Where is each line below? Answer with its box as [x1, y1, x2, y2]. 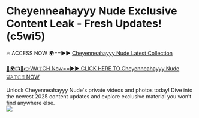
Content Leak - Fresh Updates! [6, 17, 162, 30]
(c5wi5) [6, 30, 46, 43]
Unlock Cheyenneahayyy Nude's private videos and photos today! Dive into [6, 86, 193, 94]
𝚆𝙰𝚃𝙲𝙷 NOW [6, 73, 40, 80]
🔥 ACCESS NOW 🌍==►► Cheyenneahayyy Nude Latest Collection [6, 49, 173, 57]
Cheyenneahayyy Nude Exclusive [6, 4, 177, 18]
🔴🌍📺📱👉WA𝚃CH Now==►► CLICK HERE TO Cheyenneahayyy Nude [6, 64, 180, 72]
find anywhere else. [6, 99, 55, 106]
